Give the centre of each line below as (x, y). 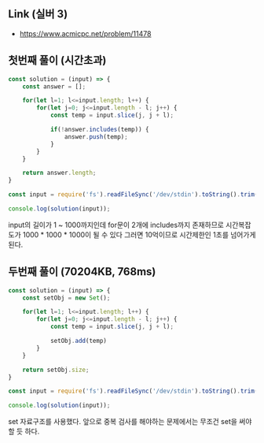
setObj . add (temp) (79, 341)
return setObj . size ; (56, 370)
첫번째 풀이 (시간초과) (57, 60)
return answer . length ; (59, 173)
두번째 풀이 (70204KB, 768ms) (82, 272)
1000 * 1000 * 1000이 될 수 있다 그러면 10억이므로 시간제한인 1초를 (126, 234)
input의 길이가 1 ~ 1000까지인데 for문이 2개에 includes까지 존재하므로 (116, 225)
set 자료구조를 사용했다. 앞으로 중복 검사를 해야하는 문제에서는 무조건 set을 (123, 422)
